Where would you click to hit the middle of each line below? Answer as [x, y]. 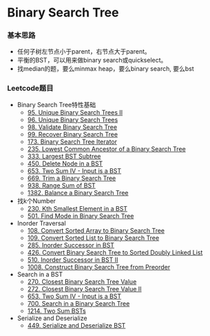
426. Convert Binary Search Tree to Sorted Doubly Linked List [115, 252]
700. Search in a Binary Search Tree [78, 303]
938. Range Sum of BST [62, 185]
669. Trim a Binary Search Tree [72, 178]
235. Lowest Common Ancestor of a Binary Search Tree [106, 148]
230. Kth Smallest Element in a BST [77, 208]
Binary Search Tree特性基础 [56, 104]
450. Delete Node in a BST [65, 164]
